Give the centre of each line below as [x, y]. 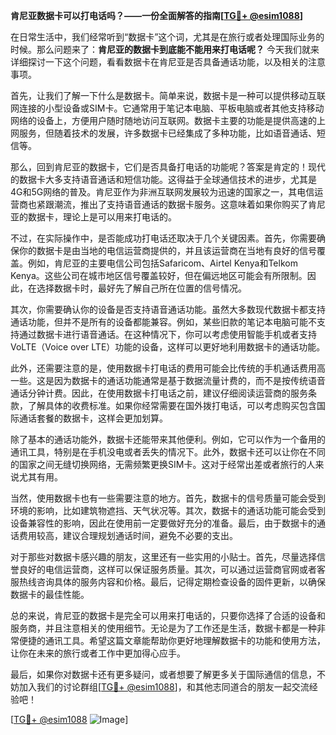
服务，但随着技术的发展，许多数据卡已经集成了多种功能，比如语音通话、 [167, 133]
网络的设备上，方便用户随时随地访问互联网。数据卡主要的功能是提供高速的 [163, 120]
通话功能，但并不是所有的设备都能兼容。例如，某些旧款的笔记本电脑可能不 [163, 322]
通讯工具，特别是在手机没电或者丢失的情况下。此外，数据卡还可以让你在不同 [168, 452]
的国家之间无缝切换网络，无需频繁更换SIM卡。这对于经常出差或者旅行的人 [163, 464]
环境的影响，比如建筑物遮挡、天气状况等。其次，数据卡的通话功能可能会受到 [168, 510]
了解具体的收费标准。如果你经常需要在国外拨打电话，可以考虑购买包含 [172, 405]
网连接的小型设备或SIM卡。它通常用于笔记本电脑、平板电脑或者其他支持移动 [167, 108]
